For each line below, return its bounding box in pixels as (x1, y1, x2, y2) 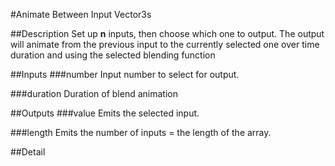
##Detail (10, 146, 46, 158)
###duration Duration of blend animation (10, 88, 178, 99)
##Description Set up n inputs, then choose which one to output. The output (10, 28, 325, 39)
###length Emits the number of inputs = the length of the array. (10, 127, 272, 138)
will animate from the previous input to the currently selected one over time (10, 39, 320, 50)
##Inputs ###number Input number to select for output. (10, 69, 240, 80)
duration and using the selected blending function (10, 49, 216, 61)
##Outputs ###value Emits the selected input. (10, 107, 200, 119)
